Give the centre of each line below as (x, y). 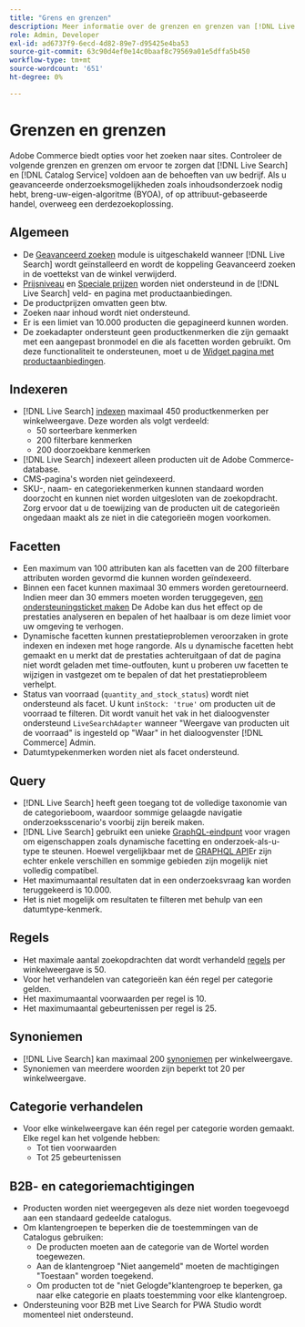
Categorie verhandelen (76, 1106)
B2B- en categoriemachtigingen (102, 1186)
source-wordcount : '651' (56, 69)
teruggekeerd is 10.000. (67, 890)
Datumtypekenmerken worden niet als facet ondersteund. (131, 752)
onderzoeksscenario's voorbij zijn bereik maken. (113, 822)
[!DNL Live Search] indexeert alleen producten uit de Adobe (135, 460)
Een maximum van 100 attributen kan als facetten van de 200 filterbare (156, 568)
